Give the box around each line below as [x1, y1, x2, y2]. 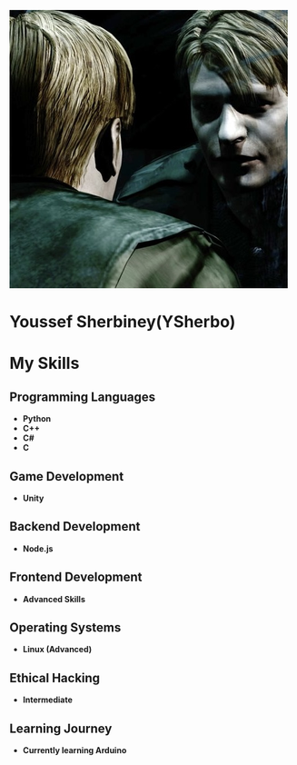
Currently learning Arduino [22, 745, 127, 756]
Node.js [22, 542, 54, 554]
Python [22, 413, 52, 424]
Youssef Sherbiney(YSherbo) [9, 312, 236, 333]
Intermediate [22, 694, 73, 705]
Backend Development [9, 519, 141, 534]
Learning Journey [9, 720, 113, 736]
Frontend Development [9, 570, 143, 585]
